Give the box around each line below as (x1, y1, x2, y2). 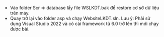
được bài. (10, 26, 30, 32)
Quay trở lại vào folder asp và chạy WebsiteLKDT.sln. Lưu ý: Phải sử (10, 15, 151, 21)
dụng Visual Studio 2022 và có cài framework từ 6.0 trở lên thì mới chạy (10, 20, 159, 26)
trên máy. (10, 10, 30, 16)
